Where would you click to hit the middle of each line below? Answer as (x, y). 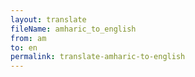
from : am (28, 38)
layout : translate (48, 19)
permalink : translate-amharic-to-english (98, 57)
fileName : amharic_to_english (73, 29)
